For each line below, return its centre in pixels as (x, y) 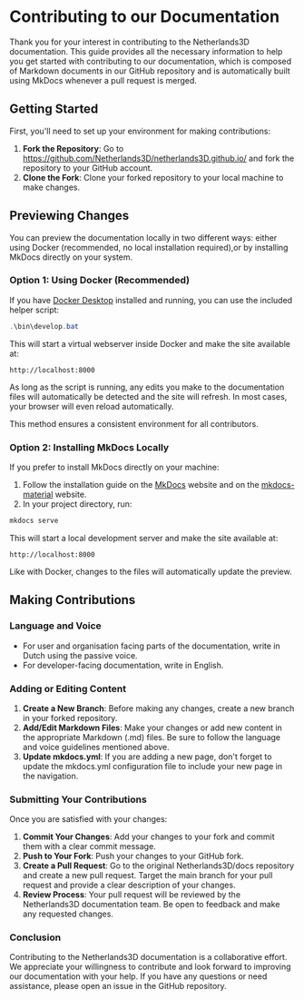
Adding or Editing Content (68, 688)
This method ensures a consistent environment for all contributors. (134, 423)
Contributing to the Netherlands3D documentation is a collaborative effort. (148, 957)
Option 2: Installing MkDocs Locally (89, 447)
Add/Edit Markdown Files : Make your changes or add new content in (152, 728)
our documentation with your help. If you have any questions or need (138, 976)
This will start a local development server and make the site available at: (144, 538)
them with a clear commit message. (89, 847)
